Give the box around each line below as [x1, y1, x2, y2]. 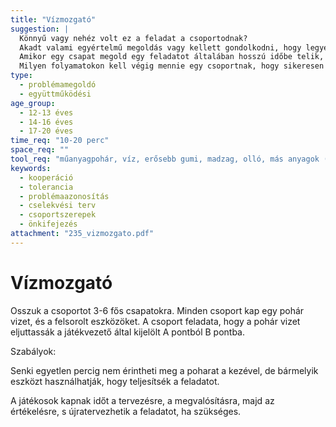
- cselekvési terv [19, 201, 97, 211]
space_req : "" [10, 145, 70, 155]
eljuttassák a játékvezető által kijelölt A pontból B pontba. [10, 326, 245, 338]
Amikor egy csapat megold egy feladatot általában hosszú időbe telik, [19, 52, 325, 62]
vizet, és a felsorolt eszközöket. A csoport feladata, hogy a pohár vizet [10, 315, 301, 327]
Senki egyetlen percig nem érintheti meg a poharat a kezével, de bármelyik [10, 364, 319, 376]
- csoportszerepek [19, 210, 97, 220]
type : [10, 71, 33, 81]
